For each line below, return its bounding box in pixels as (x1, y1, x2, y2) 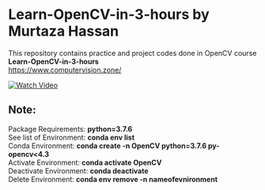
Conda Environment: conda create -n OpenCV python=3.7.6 (8, 140, 207, 151)
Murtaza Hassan (8, 22, 119, 40)
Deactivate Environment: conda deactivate (8, 166, 149, 175)
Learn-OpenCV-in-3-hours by (8, 6, 210, 24)
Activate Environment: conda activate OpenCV (8, 158, 162, 167)
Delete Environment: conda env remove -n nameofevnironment (8, 174, 218, 184)
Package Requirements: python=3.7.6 (8, 124, 133, 133)
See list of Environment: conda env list (8, 132, 135, 142)
